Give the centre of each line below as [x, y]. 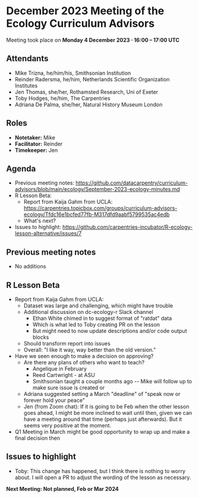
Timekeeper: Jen [36, 150]
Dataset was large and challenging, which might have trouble [98, 306]
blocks [41, 337]
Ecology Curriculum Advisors [80, 23]
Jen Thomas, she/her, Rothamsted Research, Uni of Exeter [86, 92]
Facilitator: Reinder [39, 144]
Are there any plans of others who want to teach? [84, 362]
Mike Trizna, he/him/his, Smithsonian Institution [73, 73]
